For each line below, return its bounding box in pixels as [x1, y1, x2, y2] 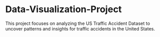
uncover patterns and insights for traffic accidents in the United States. [5, 25, 155, 31]
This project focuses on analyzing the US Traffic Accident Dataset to [5, 20, 150, 26]
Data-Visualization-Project [5, 4, 122, 15]
